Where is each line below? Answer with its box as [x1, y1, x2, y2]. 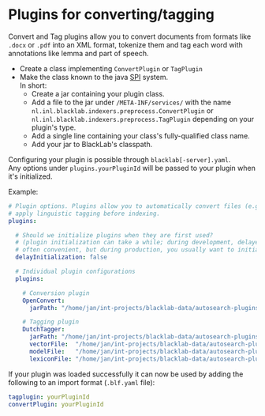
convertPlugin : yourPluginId [8, 400, 104, 408]
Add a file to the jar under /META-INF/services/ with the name [31, 97, 232, 107]
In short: [19, 81, 47, 90]
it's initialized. [8, 172, 53, 181]
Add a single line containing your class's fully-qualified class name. [31, 130, 250, 140]
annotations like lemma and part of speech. [8, 48, 149, 58]
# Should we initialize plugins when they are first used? [15, 231, 214, 239]
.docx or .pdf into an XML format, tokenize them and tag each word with [8, 40, 243, 49]
